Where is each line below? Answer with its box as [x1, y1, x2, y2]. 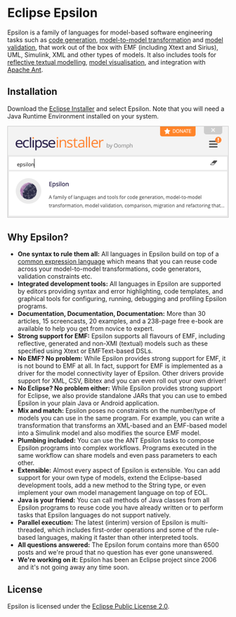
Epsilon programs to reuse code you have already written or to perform [17, 503, 223, 512]
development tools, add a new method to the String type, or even [17, 481, 206, 489]
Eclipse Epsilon [7, 5, 98, 21]
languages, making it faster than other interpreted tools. [37, 533, 199, 542]
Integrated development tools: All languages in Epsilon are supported [17, 279, 221, 288]
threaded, [17, 526, 46, 534]
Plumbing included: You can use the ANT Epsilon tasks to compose [17, 437, 215, 445]
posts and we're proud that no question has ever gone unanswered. [17, 548, 214, 557]
